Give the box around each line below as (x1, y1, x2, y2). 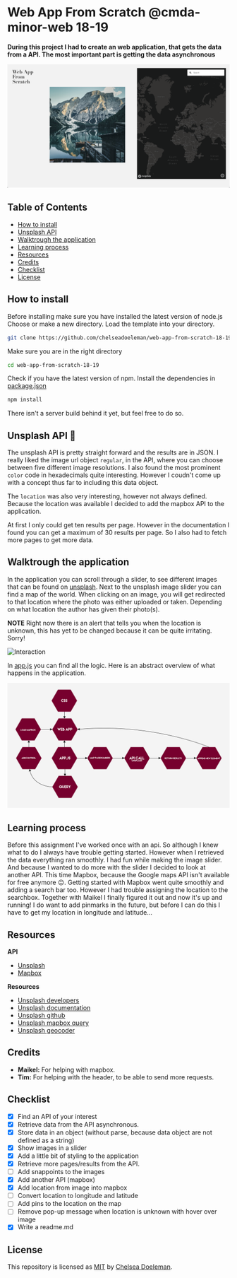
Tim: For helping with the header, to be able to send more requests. (17, 1072, 214, 1081)
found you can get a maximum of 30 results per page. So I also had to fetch (7, 528, 227, 537)
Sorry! (7, 633, 26, 642)
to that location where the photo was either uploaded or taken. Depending (7, 597, 222, 606)
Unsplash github (17, 1012, 66, 1019)
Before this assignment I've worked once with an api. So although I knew (7, 840, 219, 849)
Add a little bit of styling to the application (17, 1151, 139, 1160)
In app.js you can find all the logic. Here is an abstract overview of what (7, 661, 215, 669)
